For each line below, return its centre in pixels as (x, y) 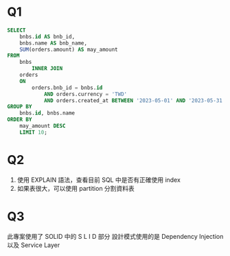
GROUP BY (20, 107)
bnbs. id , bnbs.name (47, 113)
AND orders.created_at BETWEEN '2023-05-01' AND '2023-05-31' (135, 100)
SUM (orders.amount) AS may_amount (69, 49)
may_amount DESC (43, 126)
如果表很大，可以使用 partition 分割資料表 (76, 188)
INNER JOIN (47, 69)
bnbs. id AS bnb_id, (47, 36)
